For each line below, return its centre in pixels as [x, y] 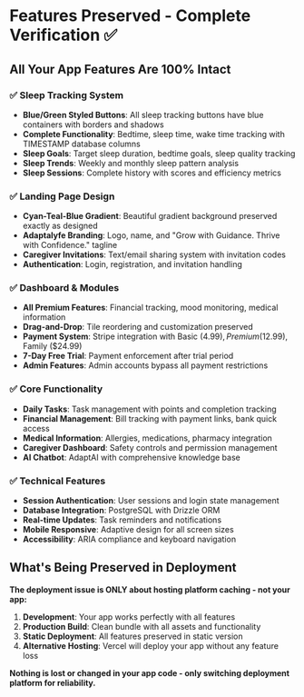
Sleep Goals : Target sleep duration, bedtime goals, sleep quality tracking [159, 153]
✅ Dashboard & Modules [64, 288]
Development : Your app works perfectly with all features [129, 617]
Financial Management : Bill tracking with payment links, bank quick [150, 418]
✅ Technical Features [58, 481]
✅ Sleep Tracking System [67, 95]
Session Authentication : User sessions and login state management [151, 501]
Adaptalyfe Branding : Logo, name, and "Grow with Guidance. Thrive [151, 235]
